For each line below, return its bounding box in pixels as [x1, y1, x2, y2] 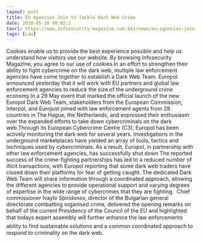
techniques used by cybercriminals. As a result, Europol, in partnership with [6, 144, 194, 151]
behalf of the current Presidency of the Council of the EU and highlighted [6, 207, 188, 214]
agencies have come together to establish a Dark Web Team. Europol [6, 73, 178, 80]
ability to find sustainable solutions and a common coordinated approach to [6, 223, 194, 230]
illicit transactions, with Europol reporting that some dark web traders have [6, 163, 191, 170]
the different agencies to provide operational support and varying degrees [6, 181, 190, 189]
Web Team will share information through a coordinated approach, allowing [6, 175, 192, 183]
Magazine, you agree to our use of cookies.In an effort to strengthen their [6, 61, 188, 68]
